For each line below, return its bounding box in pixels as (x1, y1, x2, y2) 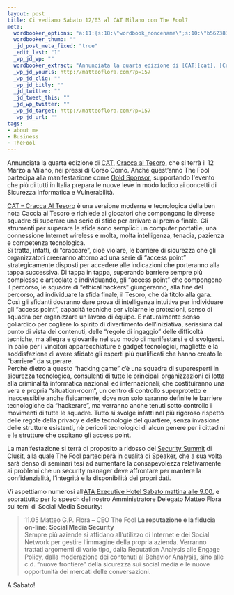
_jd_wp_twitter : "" (13, 101, 70, 108)
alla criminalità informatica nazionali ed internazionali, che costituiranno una (7, 379, 225, 388)
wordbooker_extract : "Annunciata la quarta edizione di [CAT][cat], (13, 62, 217, 69)
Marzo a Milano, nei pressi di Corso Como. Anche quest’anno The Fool (7, 166, 210, 175)
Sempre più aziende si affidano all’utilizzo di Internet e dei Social (24, 530, 210, 539)
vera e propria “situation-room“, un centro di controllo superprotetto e (7, 387, 207, 395)
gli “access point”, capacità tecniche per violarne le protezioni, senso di (7, 306, 212, 314)
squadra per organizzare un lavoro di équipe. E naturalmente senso (7, 312, 201, 321)
